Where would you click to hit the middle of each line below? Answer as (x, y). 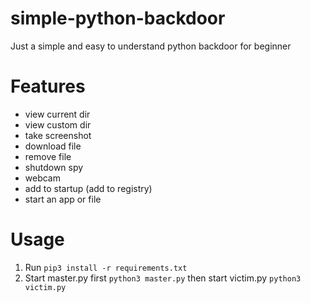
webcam (42, 178)
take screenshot (58, 135)
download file (53, 146)
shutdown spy (54, 167)
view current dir (57, 114)
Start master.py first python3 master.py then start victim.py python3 (163, 278)
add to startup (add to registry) (88, 188)
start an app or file (63, 199)
